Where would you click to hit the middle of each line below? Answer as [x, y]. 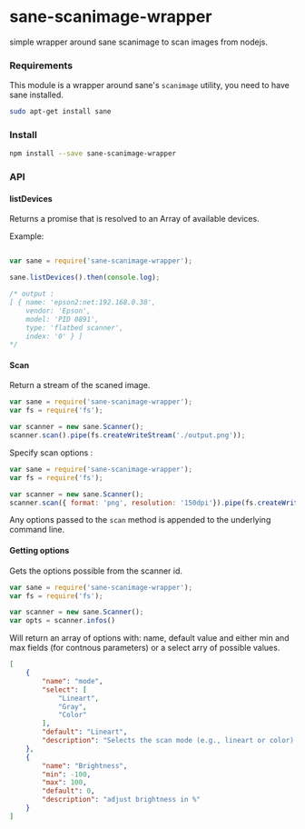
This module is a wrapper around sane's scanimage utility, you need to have [150, 85]
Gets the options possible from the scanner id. [96, 571]
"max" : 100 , [65, 783]
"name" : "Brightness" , [85, 765]
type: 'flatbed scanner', [75, 328]
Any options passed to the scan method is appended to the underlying [140, 520]
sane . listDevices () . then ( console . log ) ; [85, 278]
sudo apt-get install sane [60, 112]
